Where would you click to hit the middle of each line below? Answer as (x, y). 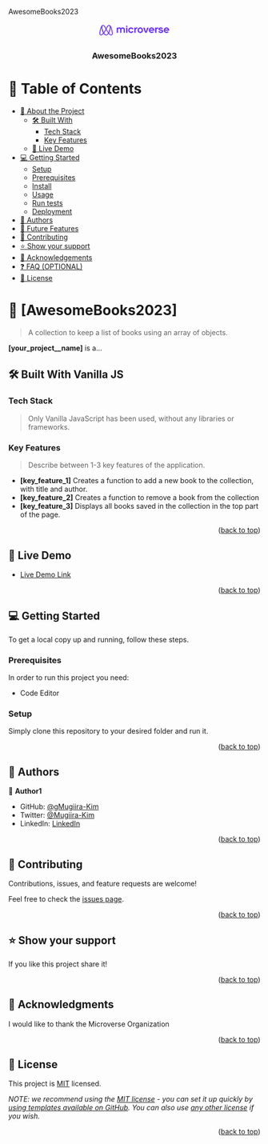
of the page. (40, 514)
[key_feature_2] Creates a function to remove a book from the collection (140, 498)
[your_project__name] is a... (55, 348)
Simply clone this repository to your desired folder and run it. (108, 731)
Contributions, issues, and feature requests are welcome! (103, 883)
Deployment (52, 212)
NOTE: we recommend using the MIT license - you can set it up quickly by (131, 1099)
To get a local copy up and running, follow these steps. (99, 639)
